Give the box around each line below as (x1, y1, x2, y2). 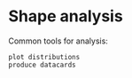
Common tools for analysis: (8, 35, 108, 46)
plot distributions (8, 52, 81, 61)
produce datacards (8, 60, 76, 69)
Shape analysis (8, 6, 123, 27)
